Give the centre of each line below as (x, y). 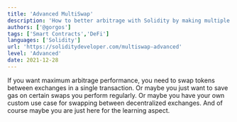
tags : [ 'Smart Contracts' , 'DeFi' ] (59, 34)
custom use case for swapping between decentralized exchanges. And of (115, 103)
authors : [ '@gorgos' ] (39, 27)
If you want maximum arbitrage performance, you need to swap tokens (111, 80)
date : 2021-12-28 (33, 60)
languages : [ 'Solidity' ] (44, 40)
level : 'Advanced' (34, 54)
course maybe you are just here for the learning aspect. (89, 110)
